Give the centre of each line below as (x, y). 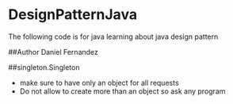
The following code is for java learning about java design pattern (113, 37)
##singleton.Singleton (44, 67)
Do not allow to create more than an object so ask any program (122, 91)
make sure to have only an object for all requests (99, 83)
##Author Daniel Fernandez (53, 52)
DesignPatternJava (73, 15)
